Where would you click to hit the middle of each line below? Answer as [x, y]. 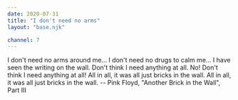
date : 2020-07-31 [33, 14]
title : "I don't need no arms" [54, 21]
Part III [17, 90]
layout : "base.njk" [36, 27]
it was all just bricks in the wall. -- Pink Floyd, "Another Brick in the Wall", [114, 83]
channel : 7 [24, 40]
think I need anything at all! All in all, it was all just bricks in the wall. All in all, [119, 75]
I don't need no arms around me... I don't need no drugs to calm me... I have [119, 60]
